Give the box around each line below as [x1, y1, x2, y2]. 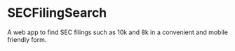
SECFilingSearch [7, 5, 107, 21]
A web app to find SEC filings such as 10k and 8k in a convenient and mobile [7, 28, 228, 36]
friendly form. [7, 35, 47, 43]
